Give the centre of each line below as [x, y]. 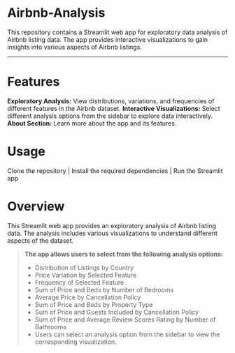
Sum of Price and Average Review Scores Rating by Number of [125, 320]
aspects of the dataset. [41, 240]
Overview [36, 206]
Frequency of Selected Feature [79, 282]
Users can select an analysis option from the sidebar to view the [127, 334]
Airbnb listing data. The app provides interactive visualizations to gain [108, 39]
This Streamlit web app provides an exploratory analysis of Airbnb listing [112, 225]
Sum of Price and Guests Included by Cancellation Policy [117, 312]
